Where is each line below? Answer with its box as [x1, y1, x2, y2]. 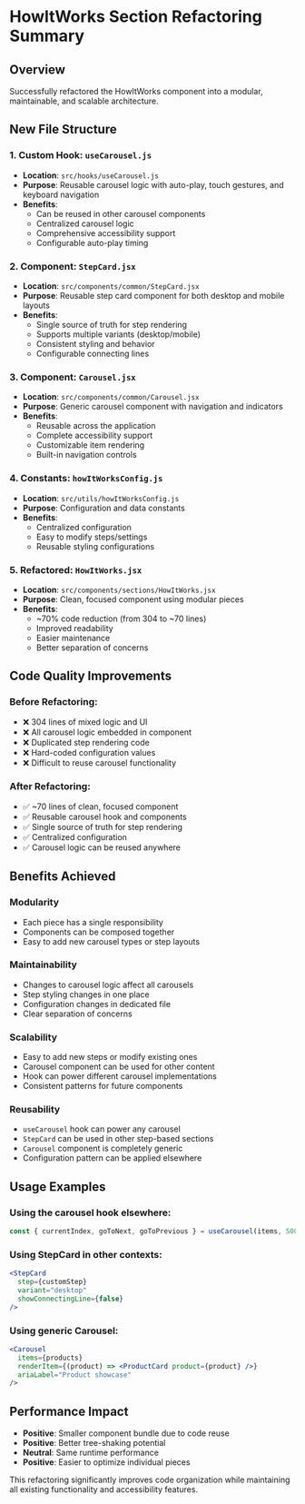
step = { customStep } [17, 1278, 88, 1287]
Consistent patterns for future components [22, 1081, 183, 1092]
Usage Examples [9, 1179, 106, 1194]
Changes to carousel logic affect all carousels [22, 979, 194, 990]
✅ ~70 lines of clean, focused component [22, 801, 179, 812]
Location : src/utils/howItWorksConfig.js [22, 492, 180, 503]
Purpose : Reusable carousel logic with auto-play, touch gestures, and [22, 179, 284, 190]
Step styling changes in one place [22, 988, 150, 1000]
